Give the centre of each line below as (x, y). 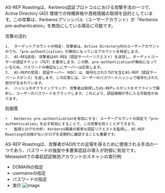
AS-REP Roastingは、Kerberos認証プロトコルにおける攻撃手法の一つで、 (79, 7)
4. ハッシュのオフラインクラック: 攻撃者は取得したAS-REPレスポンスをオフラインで (81, 88)
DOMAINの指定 (28, 167)
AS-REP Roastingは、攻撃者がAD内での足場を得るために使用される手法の (80, 144)
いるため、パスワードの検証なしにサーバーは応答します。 (54, 67)
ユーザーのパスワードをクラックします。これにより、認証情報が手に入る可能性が (85, 94)
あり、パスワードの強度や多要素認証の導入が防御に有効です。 (76, 150)
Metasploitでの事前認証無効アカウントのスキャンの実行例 (63, 156)
